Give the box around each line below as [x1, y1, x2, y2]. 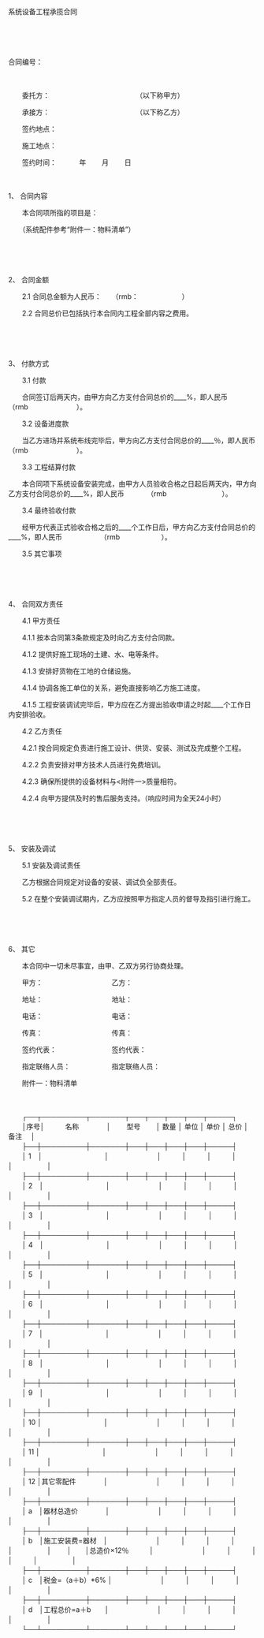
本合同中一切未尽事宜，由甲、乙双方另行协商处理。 [21, 961, 184, 970]
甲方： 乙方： [21, 978, 132, 987]
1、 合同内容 [8, 192, 48, 200]
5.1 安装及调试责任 [21, 860, 81, 870]
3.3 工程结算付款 [21, 462, 76, 472]
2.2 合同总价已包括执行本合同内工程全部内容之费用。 [21, 308, 194, 318]
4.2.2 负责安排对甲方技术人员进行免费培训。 [21, 760, 165, 769]
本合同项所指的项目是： [21, 208, 99, 217]
